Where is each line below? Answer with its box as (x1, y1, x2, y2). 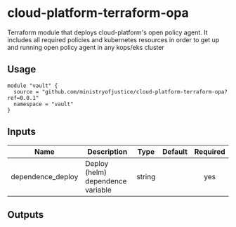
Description (87, 146, 128, 156)
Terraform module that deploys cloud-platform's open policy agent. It (7, 28, 209, 37)
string (136, 171, 156, 181)
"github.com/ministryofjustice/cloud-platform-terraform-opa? (41, 88, 228, 96)
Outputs (7, 209, 44, 221)
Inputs (7, 126, 37, 138)
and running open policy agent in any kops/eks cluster (7, 43, 165, 51)
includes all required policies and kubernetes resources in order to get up (7, 35, 220, 44)
